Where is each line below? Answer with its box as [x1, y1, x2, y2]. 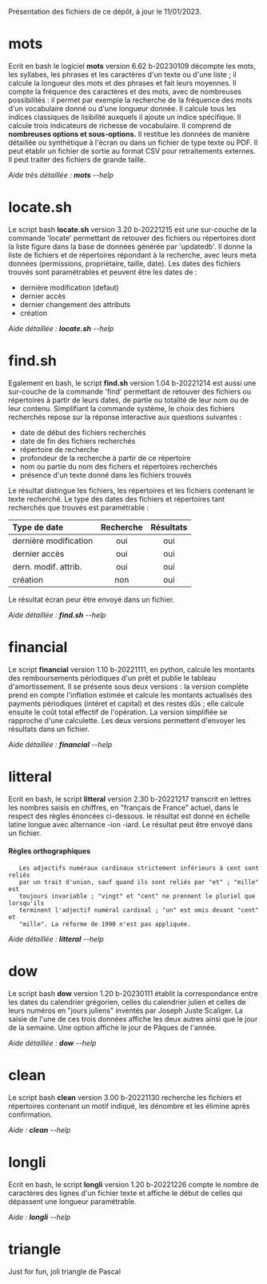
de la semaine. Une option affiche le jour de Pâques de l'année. [8, 1022, 217, 1032]
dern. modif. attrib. [12, 561, 82, 572]
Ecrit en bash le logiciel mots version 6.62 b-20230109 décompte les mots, [8, 61, 257, 70]
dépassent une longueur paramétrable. [8, 1196, 137, 1206]
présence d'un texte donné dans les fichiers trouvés [19, 470, 192, 479]
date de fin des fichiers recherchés [19, 436, 136, 446]
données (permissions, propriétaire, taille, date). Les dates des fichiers [8, 258, 241, 268]
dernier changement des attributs [19, 299, 130, 309]
